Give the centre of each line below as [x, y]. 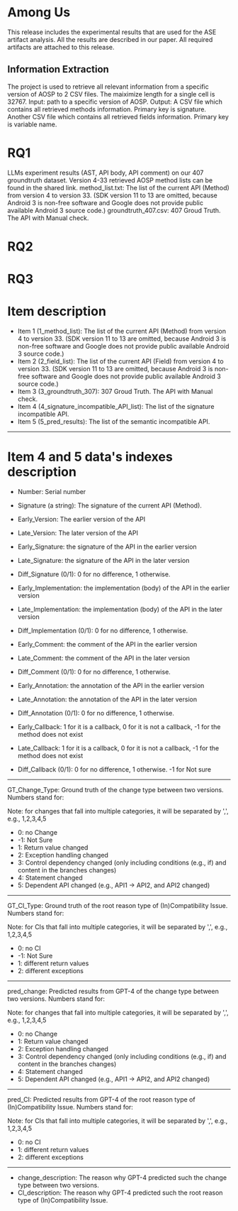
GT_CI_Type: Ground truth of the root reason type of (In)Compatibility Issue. [118, 905]
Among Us [39, 12]
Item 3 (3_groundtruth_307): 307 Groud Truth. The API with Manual [115, 391]
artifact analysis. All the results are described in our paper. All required [110, 39]
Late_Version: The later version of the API [78, 532]
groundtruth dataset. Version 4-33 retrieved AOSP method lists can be [110, 180]
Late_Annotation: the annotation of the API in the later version [107, 699]
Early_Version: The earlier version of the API [81, 519]
